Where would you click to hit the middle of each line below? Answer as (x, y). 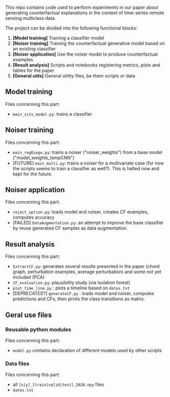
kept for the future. (32, 174)
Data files (17, 363)
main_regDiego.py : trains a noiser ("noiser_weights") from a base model (87, 152)
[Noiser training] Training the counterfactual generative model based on (89, 43)
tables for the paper (33, 70)
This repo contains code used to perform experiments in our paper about (82, 7)
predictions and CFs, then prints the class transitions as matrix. (79, 299)
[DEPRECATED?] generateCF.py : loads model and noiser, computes (83, 294)
